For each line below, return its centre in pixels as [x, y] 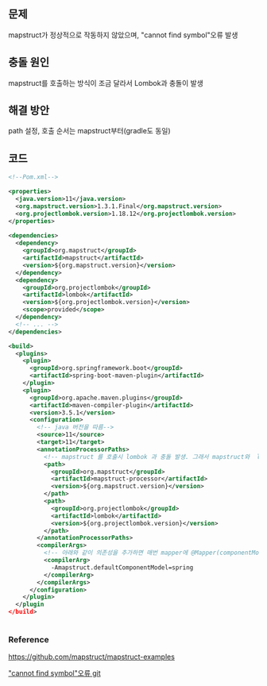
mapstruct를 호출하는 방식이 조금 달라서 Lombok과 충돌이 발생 [106, 83]
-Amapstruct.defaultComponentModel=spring [122, 567]
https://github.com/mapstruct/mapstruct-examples [91, 657]
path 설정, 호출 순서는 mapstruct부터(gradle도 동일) [89, 131]
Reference [29, 639]
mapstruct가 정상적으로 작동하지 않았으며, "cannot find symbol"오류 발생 [123, 35]
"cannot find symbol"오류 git [54, 673]
